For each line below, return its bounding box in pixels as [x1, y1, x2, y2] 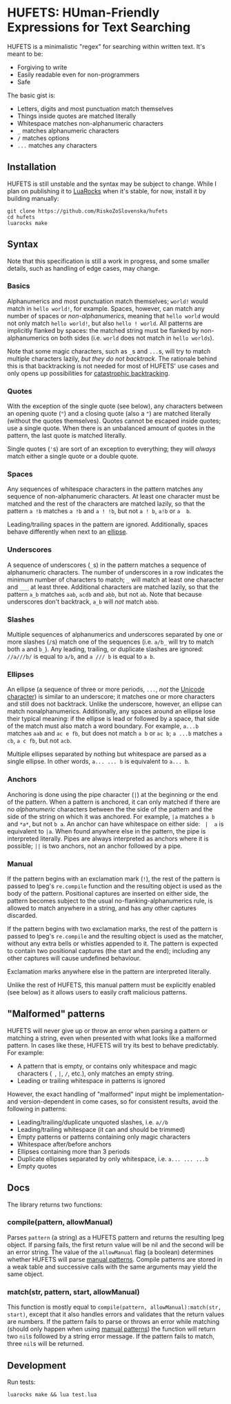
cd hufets [7, 213, 36, 220]
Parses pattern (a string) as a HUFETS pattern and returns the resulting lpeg [7, 1233, 225, 1241]
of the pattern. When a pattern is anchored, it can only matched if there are [7, 798, 221, 806]
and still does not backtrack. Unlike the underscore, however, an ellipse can [7, 700, 222, 709]
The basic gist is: [7, 91, 56, 99]
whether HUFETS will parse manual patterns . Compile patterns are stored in [7, 1255, 223, 1263]
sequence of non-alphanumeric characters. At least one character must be [7, 492, 220, 501]
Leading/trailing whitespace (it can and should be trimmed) [17, 1125, 185, 1133]
